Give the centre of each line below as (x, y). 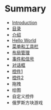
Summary (25, 9)
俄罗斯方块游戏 (27, 102)
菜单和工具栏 (25, 46)
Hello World (24, 40)
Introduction (24, 22)
